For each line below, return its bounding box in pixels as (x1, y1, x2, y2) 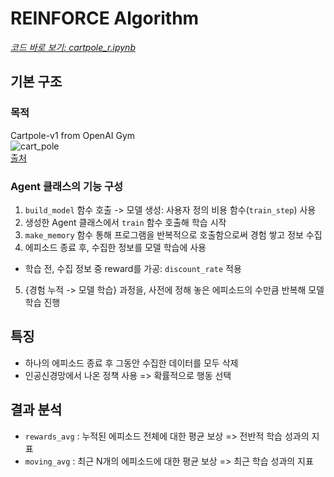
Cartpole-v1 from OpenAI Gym (10, 129, 136, 141)
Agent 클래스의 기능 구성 (10, 179, 124, 193)
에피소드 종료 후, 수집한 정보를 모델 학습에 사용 (24, 241, 207, 253)
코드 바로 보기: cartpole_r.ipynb (10, 41, 136, 53)
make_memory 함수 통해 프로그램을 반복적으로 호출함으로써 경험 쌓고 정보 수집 (24, 228, 323, 241)
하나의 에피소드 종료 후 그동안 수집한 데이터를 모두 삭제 (24, 357, 239, 369)
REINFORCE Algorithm (10, 7, 200, 30)
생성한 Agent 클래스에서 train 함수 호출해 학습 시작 (24, 216, 227, 228)
